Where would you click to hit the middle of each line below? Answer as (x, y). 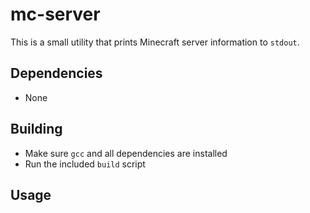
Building (36, 129)
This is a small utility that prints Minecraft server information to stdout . (155, 42)
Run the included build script (85, 164)
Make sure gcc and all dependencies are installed (126, 153)
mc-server (55, 14)
